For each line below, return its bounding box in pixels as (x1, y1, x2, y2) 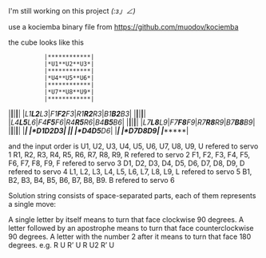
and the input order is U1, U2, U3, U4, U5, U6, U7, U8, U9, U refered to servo (8, 141, 259, 151)
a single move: (8, 200, 57, 208)
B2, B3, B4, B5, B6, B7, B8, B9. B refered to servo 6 (8, 176, 175, 185)
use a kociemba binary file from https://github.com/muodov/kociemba (8, 22, 239, 31)
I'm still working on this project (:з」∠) (8, 6, 136, 15)
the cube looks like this (8, 38, 84, 47)
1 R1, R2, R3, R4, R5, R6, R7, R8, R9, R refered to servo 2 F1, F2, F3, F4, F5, (8, 150, 250, 159)
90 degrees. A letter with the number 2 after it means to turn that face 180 (8, 232, 252, 241)
